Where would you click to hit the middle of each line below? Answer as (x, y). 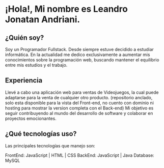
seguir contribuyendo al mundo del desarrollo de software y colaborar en (79, 113)
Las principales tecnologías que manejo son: (50, 145)
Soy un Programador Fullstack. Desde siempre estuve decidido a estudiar (79, 49)
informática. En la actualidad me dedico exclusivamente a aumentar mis (78, 55)
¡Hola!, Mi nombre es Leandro (67, 9)
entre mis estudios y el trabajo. (36, 65)
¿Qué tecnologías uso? (41, 134)
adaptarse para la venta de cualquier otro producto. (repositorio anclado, (79, 97)
